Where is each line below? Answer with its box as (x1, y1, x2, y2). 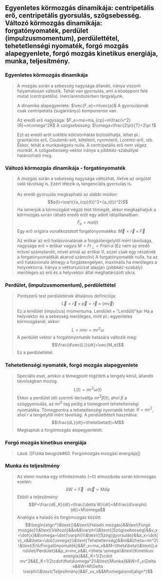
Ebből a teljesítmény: (17, 494, 59, 500)
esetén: (17, 479, 33, 485)
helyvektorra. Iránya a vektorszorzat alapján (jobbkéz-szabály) (17, 265, 143, 271)
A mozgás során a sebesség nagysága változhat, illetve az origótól (17, 175, 151, 181)
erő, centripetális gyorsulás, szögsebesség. (5, 12, 141, 20)
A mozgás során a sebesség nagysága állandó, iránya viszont (17, 83, 141, 89)
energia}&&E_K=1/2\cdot (63, 553, 113, 559)
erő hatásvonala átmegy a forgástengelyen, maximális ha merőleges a (17, 259, 157, 265)
